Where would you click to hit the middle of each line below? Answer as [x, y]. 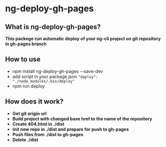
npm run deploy [28, 86]
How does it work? [34, 102]
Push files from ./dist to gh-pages [48, 134]
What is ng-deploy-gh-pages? [53, 27]
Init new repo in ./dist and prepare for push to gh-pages [71, 129]
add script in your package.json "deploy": [55, 76]
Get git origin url [29, 113]
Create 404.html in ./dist [38, 124]
